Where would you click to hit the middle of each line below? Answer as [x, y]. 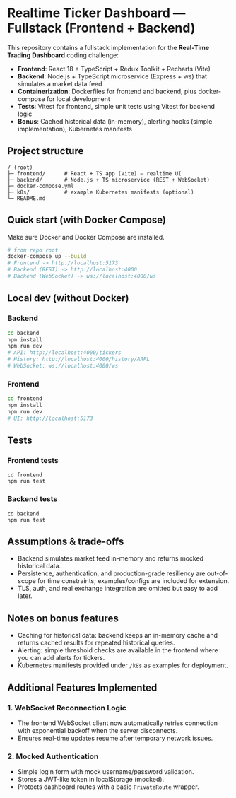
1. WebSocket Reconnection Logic [67, 708]
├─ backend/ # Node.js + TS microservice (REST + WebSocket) [109, 180]
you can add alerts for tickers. [61, 658]
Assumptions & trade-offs [66, 542]
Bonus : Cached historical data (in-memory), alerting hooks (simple [115, 121]
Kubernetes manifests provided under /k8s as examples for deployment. [123, 665]
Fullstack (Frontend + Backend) [101, 28]
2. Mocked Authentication [53, 756]
